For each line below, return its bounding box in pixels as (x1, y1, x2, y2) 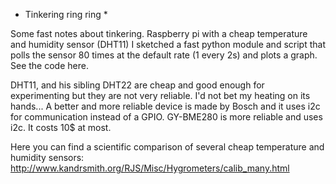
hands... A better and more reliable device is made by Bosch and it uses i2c (10, 100, 321, 112)
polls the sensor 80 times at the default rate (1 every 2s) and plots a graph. (10, 49, 318, 61)
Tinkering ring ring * (24, 9, 108, 20)
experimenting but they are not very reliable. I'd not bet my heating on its (10, 90, 311, 101)
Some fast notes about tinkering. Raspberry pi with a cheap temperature (10, 28, 308, 39)
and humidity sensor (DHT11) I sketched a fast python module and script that (10, 39, 326, 50)
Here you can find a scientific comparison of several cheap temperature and (10, 141, 325, 153)
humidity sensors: (10, 152, 85, 163)
